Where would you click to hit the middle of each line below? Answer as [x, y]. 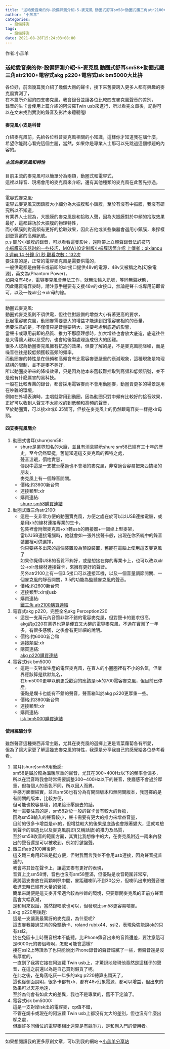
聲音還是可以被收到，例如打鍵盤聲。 [59, 842]
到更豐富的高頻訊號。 [27, 236]
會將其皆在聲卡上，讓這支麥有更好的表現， [61, 867]
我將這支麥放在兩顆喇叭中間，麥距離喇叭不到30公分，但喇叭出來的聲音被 [89, 880]
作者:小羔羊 [17, 53]
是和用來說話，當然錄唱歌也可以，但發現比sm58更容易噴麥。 [76, 905]
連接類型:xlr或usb [38, 592]
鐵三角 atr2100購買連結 [44, 604]
